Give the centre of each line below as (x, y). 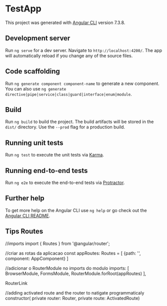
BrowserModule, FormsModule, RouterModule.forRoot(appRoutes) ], (76, 273)
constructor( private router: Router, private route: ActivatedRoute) (72, 298)
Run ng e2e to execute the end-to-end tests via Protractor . (65, 182)
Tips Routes (24, 231)
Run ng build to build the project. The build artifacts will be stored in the (79, 122)
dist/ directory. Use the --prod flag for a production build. (65, 127)
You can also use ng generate (36, 88)
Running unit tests (34, 143)
